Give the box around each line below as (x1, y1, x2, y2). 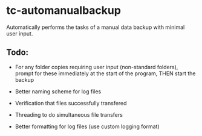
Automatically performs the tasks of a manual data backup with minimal (6, 23, 185, 31)
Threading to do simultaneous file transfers (15, 111, 123, 118)
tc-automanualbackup (6, 4, 121, 17)
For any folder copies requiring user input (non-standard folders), (15, 63, 178, 70)
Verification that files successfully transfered (15, 99, 127, 107)
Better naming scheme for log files (15, 88, 102, 95)
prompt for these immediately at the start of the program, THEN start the (15, 70, 196, 77)
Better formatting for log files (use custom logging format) (15, 123, 160, 130)
